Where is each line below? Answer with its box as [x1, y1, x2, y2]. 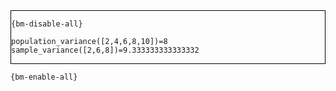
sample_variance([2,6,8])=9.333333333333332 [11, 45, 200, 55]
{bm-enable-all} [10, 72, 78, 82]
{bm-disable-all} [11, 19, 83, 29]
